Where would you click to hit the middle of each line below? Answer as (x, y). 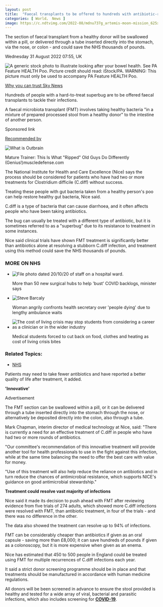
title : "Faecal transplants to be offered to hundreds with (68, 14)
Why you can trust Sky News (34, 86)
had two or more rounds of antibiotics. (43, 437)
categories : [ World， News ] (35, 18)
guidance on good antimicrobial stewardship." (51, 482)
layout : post (18, 9)
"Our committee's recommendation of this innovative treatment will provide (80, 447)
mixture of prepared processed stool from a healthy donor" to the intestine (80, 115)
